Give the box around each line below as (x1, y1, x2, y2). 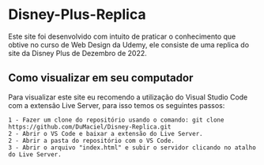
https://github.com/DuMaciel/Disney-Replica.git (8, 122, 172, 131)
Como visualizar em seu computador (8, 71, 194, 84)
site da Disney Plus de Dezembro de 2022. (8, 48, 148, 58)
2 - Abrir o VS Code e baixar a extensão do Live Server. (8, 129, 203, 137)
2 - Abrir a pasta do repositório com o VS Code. (8, 137, 175, 144)
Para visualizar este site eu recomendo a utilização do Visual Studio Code (8, 92, 248, 102)
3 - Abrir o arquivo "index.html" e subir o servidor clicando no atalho (8, 144, 257, 152)
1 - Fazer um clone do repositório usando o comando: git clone (8, 116, 224, 124)
